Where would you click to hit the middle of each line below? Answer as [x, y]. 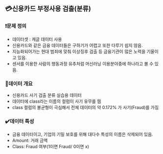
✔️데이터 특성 [20, 121]
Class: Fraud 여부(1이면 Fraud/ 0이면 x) [51, 147]
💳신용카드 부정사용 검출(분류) [48, 9]
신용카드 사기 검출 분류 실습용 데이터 [47, 95]
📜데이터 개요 [19, 84]
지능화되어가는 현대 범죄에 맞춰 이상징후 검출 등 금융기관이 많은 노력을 [79, 51]
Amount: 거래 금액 [30, 140]
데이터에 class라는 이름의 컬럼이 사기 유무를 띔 [57, 101]
